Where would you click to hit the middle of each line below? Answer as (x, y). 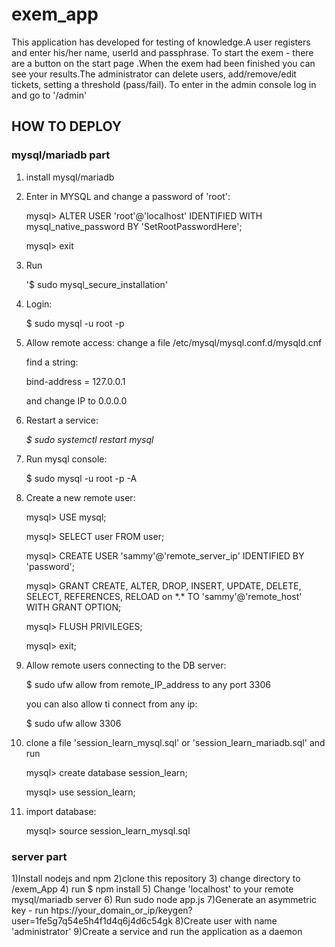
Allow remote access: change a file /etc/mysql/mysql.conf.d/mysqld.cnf (174, 342)
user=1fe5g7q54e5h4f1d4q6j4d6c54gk (92, 920)
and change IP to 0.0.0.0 (76, 400)
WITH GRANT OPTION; (73, 607)
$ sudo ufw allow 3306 (73, 723)
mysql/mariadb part (61, 155)
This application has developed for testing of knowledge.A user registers (161, 42)
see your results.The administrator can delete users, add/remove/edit (154, 74)
